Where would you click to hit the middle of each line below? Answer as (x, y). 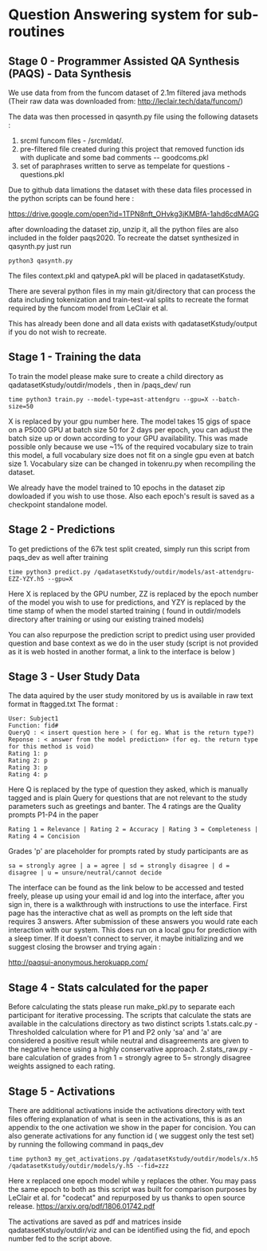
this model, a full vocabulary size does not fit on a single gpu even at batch (132, 455)
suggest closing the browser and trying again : (84, 947)
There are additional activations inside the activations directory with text (127, 1111)
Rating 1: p (28, 754)
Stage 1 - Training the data (75, 357)
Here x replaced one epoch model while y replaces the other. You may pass (132, 1181)
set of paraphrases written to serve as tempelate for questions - (125, 166)
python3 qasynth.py (41, 261)
